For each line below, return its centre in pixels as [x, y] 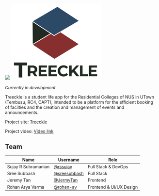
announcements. [22, 113]
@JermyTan [66, 180]
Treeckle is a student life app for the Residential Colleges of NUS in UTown [79, 97]
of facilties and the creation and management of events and [65, 107]
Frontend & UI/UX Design [113, 187]
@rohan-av [65, 187]
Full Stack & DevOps [108, 166]
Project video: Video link [29, 131]
